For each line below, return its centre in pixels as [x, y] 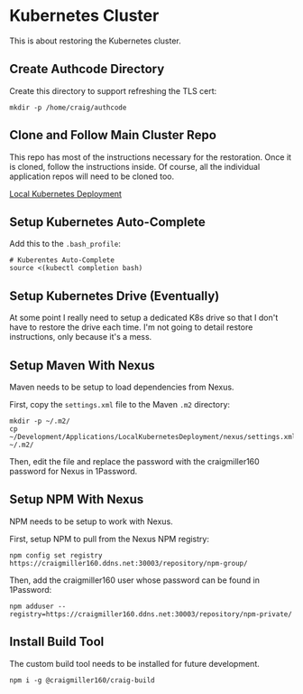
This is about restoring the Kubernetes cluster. [96, 41]
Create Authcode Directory [87, 69]
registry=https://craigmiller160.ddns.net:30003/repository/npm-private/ [151, 614]
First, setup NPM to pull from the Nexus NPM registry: [110, 539]
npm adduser [32, 606]
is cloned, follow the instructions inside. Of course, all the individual [135, 166]
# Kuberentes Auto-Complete [62, 260]
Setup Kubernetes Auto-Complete [107, 222]
